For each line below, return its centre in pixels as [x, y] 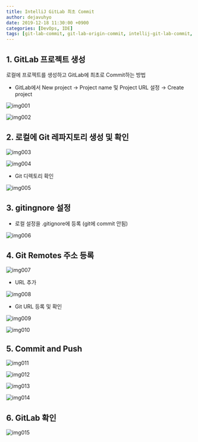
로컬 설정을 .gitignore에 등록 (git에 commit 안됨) [71, 223]
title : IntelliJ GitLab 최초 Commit [50, 12]
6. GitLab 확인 [31, 418]
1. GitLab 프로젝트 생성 [46, 59]
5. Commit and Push [44, 349]
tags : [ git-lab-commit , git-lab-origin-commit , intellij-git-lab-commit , [100, 34]
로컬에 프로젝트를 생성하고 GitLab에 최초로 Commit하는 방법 [76, 74]
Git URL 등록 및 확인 [38, 306]
